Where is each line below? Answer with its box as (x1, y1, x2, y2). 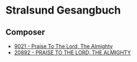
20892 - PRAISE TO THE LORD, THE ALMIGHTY (14, 49, 131, 56)
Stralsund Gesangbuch (5, 4, 122, 17)
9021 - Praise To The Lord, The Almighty (14, 43, 113, 50)
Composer (5, 27, 45, 37)
